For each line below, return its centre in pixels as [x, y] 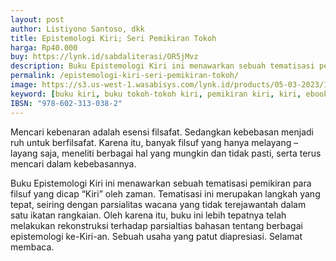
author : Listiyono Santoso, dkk [77, 29]
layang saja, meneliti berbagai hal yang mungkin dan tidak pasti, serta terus [166, 153]
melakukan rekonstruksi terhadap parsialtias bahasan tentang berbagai [156, 225]
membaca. [32, 247]
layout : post [37, 19]
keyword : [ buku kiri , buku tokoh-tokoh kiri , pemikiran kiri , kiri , [156, 94]
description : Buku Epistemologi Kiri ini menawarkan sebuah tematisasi [162, 66]
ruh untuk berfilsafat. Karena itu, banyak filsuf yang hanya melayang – [154, 142]
